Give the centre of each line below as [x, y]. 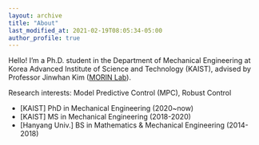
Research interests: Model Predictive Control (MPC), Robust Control [120, 93]
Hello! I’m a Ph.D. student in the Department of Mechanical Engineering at [129, 61]
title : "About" [34, 23]
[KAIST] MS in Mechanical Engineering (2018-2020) [106, 117]
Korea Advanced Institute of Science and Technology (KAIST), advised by [130, 69]
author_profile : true [44, 38]
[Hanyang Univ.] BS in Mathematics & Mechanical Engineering [122, 125]
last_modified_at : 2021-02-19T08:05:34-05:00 [85, 30]
